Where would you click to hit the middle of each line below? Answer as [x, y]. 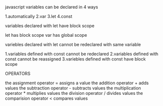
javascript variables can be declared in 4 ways [52, 7]
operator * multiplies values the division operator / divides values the [74, 93]
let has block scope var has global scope [46, 35]
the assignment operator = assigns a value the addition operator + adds [77, 83]
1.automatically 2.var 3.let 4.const [39, 16]
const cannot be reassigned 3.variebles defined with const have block [75, 59]
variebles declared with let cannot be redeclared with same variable [73, 45]
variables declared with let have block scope [50, 26]
